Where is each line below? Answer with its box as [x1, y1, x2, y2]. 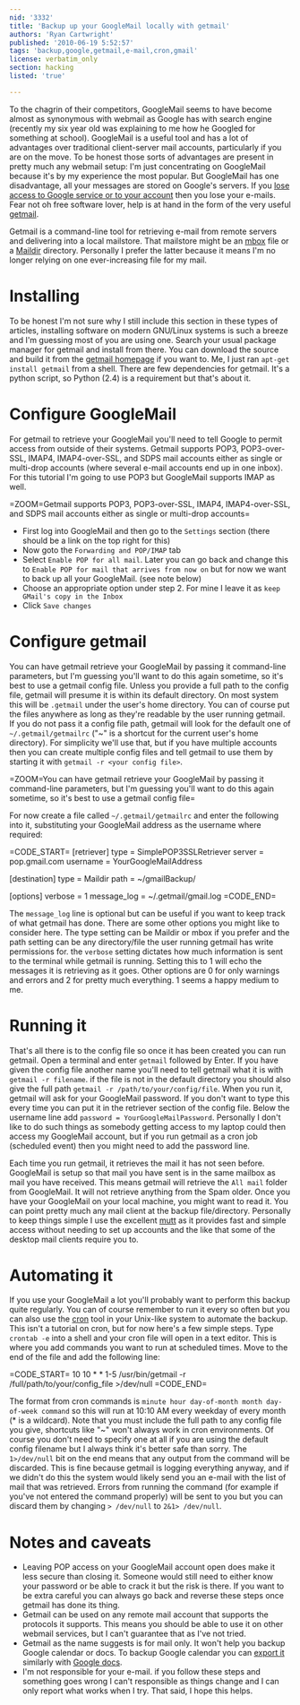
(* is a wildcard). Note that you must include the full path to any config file [9, 1415, 282, 1425]
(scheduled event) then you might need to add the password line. [9, 1140, 251, 1151]
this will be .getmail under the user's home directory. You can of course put [9, 699, 290, 710]
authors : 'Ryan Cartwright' [9, 30, 115, 39]
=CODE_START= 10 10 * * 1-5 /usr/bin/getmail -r [9, 1369, 186, 1380]
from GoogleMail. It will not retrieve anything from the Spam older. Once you [9, 1186, 291, 1197]
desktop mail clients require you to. [9, 1234, 139, 1244]
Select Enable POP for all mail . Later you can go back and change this [21, 554, 289, 564]
